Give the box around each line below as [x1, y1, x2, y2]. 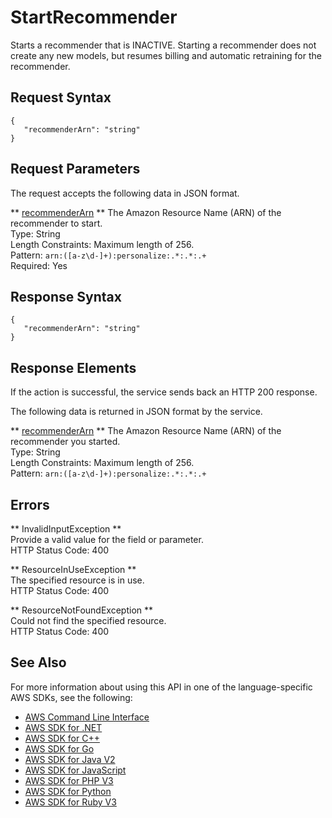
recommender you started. [10, 436, 121, 448]
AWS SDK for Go [24, 742, 95, 755]
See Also [10, 654, 67, 671]
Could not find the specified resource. [10, 615, 167, 626]
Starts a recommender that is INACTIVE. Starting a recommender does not [10, 39, 317, 51]
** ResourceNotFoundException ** [10, 604, 154, 616]
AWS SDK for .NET [24, 721, 103, 733]
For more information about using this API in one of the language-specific [10, 681, 313, 693]
